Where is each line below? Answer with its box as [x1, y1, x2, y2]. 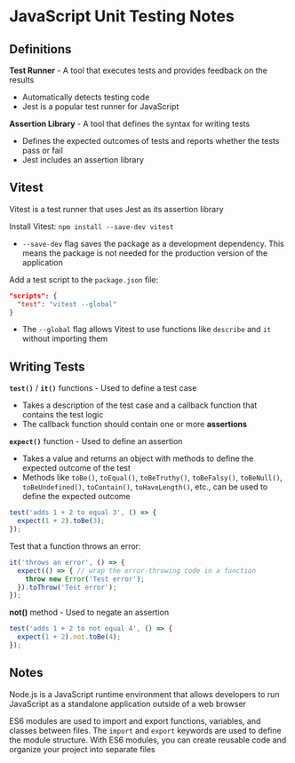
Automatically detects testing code [21, 91, 150, 102]
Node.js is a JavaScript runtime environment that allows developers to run [9, 688, 280, 699]
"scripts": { [9, 291, 58, 300]
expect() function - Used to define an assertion [9, 436, 183, 447]
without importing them [21, 333, 108, 344]
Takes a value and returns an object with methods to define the [21, 453, 254, 464]
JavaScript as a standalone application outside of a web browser [9, 698, 247, 709]
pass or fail [21, 145, 64, 155]
